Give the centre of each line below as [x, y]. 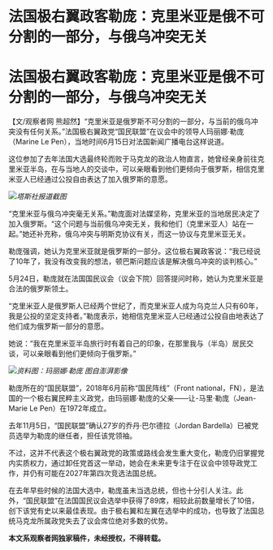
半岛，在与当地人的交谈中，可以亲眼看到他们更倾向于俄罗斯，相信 [140, 169]
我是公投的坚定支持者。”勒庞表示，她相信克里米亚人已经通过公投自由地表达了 [136, 316]
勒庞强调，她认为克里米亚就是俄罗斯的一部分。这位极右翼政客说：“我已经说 [135, 251]
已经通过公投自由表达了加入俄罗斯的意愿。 [101, 179]
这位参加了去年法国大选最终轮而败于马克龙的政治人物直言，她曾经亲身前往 [133, 159]
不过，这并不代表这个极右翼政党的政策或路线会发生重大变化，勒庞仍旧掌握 [133, 453]
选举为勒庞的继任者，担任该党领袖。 [76, 436]
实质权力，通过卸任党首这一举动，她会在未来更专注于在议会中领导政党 [132, 463]
